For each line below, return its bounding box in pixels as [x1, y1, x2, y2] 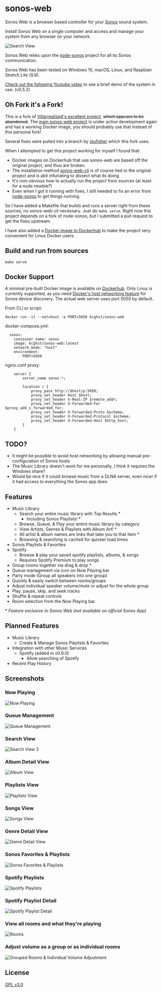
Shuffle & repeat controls [12, 593, 62, 599]
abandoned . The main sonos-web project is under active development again [5, 118, 157, 124]
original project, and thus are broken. [12, 162, 86, 168]
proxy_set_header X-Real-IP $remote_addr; [30, 397, 118, 402]
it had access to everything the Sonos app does [12, 479, 107, 485]
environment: [14, 350, 40, 355]
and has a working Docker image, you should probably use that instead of [5, 124, 152, 130]
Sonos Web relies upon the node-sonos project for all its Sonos [5, 52, 132, 58]
